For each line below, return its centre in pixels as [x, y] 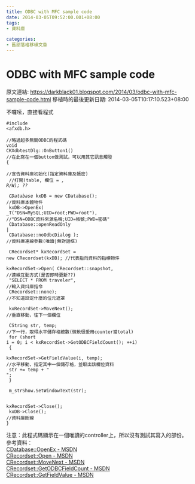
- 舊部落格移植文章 [27, 45]
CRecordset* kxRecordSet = [42, 252]
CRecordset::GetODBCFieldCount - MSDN [58, 468]
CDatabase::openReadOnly [39, 224]
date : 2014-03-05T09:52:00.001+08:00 [53, 17]
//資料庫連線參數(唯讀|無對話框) [42, 241]
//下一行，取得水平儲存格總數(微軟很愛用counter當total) [70, 332]
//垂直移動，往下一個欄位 [33, 315]
